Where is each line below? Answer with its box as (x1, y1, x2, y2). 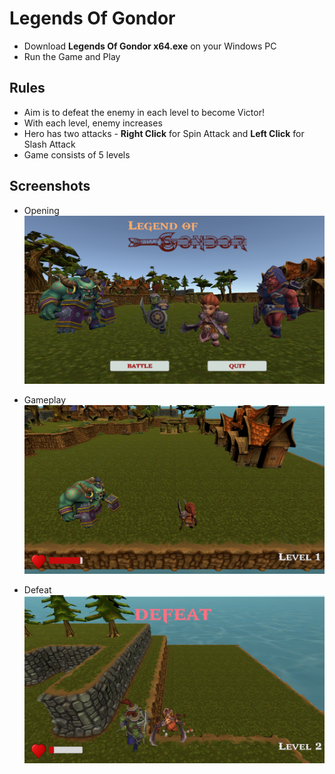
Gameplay (23, 394, 67, 406)
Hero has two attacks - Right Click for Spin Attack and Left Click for (23, 127, 305, 139)
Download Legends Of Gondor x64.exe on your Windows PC (23, 40, 277, 52)
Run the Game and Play (23, 50, 121, 62)
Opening (23, 204, 60, 216)
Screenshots (9, 178, 91, 195)
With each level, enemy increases (23, 117, 163, 129)
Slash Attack (23, 138, 76, 150)
